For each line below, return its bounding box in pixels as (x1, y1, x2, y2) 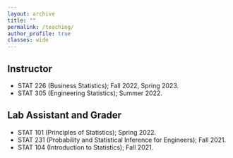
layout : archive (7, 10, 55, 18)
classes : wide (7, 37, 49, 44)
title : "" (7, 17, 37, 24)
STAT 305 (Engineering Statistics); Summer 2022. (17, 89, 162, 97)
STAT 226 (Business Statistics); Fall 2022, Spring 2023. (17, 81, 179, 90)
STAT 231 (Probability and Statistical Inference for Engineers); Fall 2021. (17, 135, 227, 144)
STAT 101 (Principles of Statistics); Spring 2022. (17, 128, 157, 136)
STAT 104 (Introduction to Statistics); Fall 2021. (17, 142, 154, 152)
